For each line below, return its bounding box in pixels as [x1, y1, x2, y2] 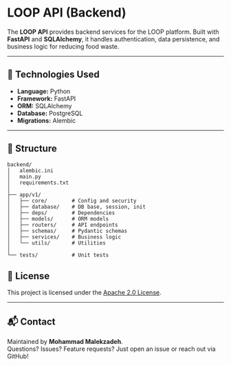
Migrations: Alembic [16, 116, 76, 125]
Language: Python [16, 87, 71, 95]
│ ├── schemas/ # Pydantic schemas [7, 227, 128, 234]
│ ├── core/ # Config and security [7, 197, 137, 204]
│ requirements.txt [7, 179, 69, 186]
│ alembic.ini [7, 167, 54, 174]
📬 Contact [7, 316, 56, 327]
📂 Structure [7, 143, 57, 154]
